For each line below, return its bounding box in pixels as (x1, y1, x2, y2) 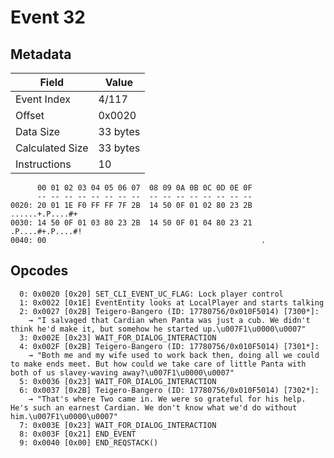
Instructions (15, 157, 72, 171)
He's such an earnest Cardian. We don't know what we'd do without (10, 402, 298, 413)
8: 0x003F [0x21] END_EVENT (19, 429, 137, 439)
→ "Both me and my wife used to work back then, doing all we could (28, 350, 320, 360)
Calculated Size (15, 141, 89, 155)
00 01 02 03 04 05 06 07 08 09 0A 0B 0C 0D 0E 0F (36, 183, 253, 193)
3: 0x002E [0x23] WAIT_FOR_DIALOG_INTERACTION (19, 332, 217, 343)
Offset (15, 109, 45, 122)
